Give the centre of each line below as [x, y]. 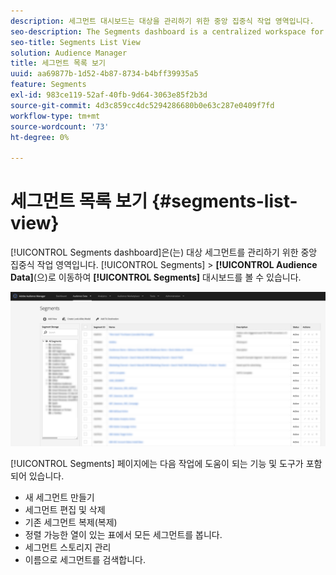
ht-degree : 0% [40, 137]
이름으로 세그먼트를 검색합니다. [85, 560]
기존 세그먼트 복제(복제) [71, 522]
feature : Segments [48, 85]
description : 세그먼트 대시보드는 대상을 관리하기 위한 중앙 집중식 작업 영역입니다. [162, 21]
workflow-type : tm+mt [55, 116]
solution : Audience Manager [69, 53]
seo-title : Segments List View [75, 42]
